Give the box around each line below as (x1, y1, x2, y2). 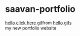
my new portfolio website (5, 25, 57, 31)
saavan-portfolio (5, 3, 76, 15)
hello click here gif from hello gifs (5, 20, 72, 26)
